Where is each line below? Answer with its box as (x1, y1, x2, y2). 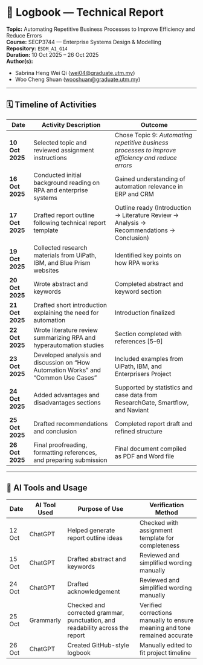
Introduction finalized (114, 308, 175, 317)
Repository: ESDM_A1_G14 (6, 45, 68, 52)
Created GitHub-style (67, 641, 129, 649)
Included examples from (114, 354, 184, 363)
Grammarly (29, 616, 62, 624)
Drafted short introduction (33, 300, 108, 309)
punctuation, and (67, 616, 116, 624)
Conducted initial (33, 170, 82, 179)
